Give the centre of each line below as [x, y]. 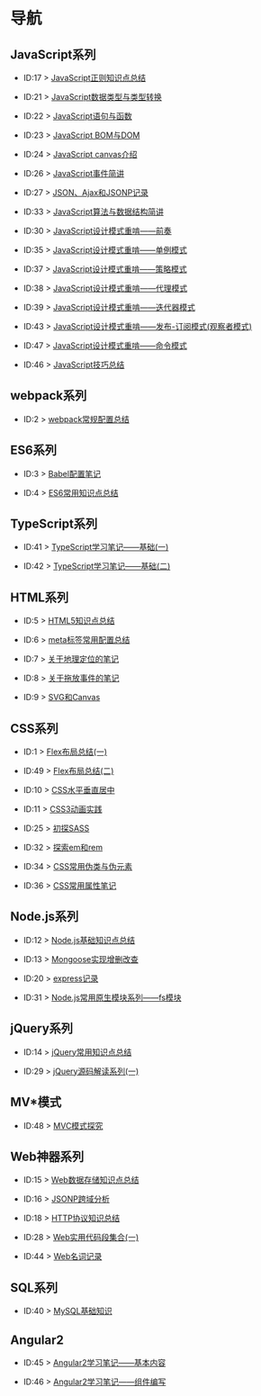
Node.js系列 [45, 917]
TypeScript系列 [54, 524]
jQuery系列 [42, 1028]
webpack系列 [49, 396]
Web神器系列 [47, 1156]
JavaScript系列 [54, 54]
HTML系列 [40, 597]
